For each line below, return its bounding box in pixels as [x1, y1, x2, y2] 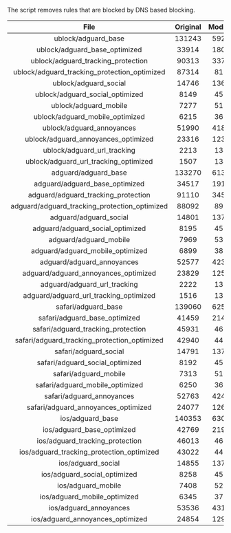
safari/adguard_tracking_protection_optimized [14, 336, 164, 345]
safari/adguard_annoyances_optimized [26, 402, 153, 412]
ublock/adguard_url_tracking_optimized [25, 157, 153, 166]
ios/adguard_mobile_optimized [39, 492, 139, 501]
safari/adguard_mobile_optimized [35, 380, 143, 389]
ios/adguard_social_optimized [41, 470, 137, 479]
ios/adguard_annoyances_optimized [30, 514, 148, 523]
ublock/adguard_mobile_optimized [33, 112, 146, 121]
